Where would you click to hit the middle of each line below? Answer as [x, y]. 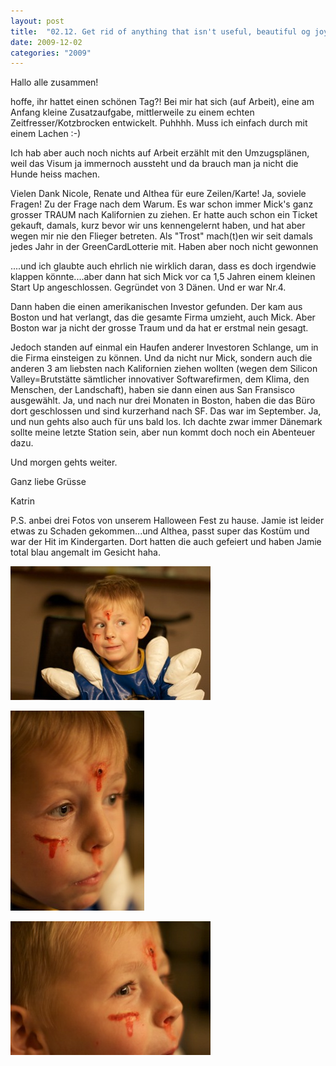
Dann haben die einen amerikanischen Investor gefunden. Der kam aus [156, 307]
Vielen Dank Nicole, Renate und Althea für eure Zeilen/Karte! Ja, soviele [158, 194]
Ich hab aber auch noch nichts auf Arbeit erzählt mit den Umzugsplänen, [160, 153]
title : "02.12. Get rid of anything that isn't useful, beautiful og [160, 31]
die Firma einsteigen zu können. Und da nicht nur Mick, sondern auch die [161, 358]
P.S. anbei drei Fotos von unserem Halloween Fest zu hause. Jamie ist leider [167, 521]
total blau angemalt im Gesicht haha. [85, 552]
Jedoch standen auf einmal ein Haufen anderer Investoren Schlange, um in [164, 347]
